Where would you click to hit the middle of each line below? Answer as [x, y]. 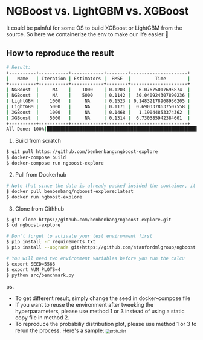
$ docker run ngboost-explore [44, 197]
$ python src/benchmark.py [40, 275]
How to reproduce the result [60, 54]
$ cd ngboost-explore [34, 225]
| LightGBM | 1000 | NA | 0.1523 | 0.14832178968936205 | [98, 101]
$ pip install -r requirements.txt [51, 242]
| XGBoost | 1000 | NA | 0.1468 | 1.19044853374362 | [98, 112]
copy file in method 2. [42, 318]
